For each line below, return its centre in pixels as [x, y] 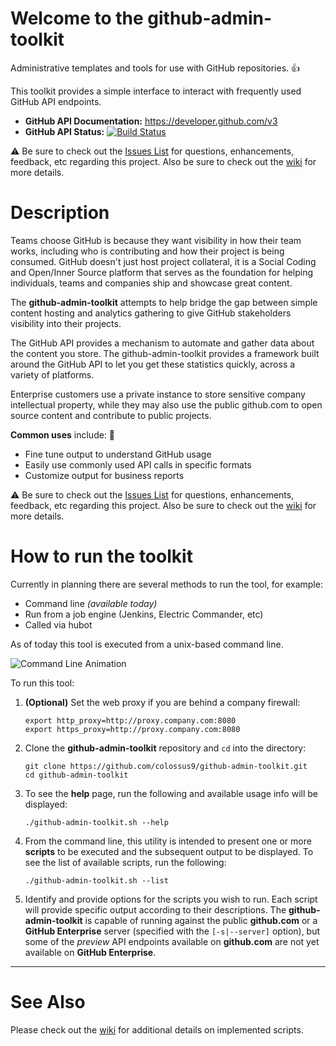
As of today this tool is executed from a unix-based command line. [147, 644]
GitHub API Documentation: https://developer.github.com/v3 [151, 121]
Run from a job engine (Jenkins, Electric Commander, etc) [144, 614]
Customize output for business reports [104, 475]
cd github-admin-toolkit [76, 775]
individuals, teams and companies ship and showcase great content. [151, 283]
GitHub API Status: [64, 131]
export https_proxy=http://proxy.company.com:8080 [132, 729]
